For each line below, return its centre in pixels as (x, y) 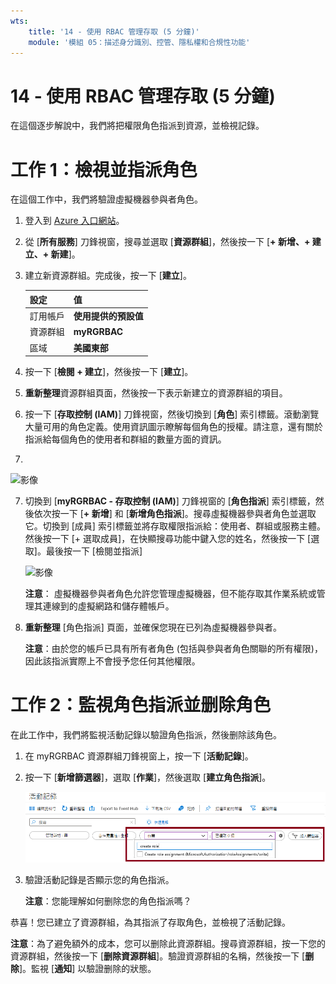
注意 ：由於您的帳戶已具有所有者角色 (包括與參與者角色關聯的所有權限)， (173, 648)
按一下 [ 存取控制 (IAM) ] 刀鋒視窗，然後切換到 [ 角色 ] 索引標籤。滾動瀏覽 (172, 414)
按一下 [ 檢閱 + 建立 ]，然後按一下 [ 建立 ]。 (109, 371)
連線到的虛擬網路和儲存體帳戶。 (108, 606)
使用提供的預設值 (108, 316)
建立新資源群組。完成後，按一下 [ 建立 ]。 (108, 276)
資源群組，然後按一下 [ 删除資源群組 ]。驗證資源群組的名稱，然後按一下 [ (158, 956)
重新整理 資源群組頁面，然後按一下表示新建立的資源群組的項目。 (156, 393)
